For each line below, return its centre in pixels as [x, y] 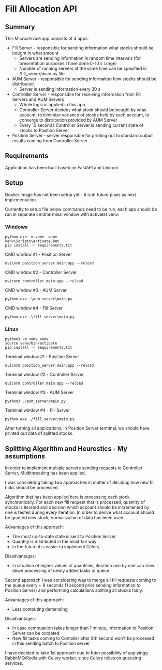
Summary [20, 27]
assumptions [25, 456]
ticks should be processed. [32, 488]
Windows [16, 227]
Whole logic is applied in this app [52, 105]
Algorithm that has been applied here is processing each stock [67, 497]
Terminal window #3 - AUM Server [39, 392]
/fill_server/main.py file [42, 74]
